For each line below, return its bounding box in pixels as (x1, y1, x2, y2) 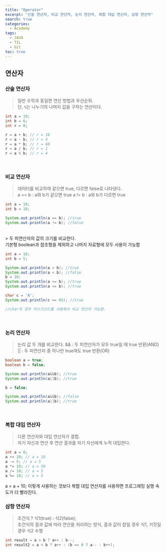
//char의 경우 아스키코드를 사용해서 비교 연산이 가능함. (5, 307, 106, 312)
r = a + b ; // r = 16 (5, 132, 50, 137)
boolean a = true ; (5, 358, 43, 363)
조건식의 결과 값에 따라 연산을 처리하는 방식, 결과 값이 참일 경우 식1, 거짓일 (17, 521, 162, 527)
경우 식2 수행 (17, 528, 43, 533)
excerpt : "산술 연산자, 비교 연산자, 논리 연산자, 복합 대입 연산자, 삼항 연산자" (5, 12, 154, 17)
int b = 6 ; (5, 119, 28, 124)
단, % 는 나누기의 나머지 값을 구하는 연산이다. (17, 104, 102, 110)
